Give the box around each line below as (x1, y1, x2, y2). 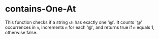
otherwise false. (5, 29, 38, 35)
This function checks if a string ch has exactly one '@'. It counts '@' (5, 19, 143, 25)
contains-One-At (5, 3, 76, 14)
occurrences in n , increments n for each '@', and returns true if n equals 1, (5, 24, 155, 30)
